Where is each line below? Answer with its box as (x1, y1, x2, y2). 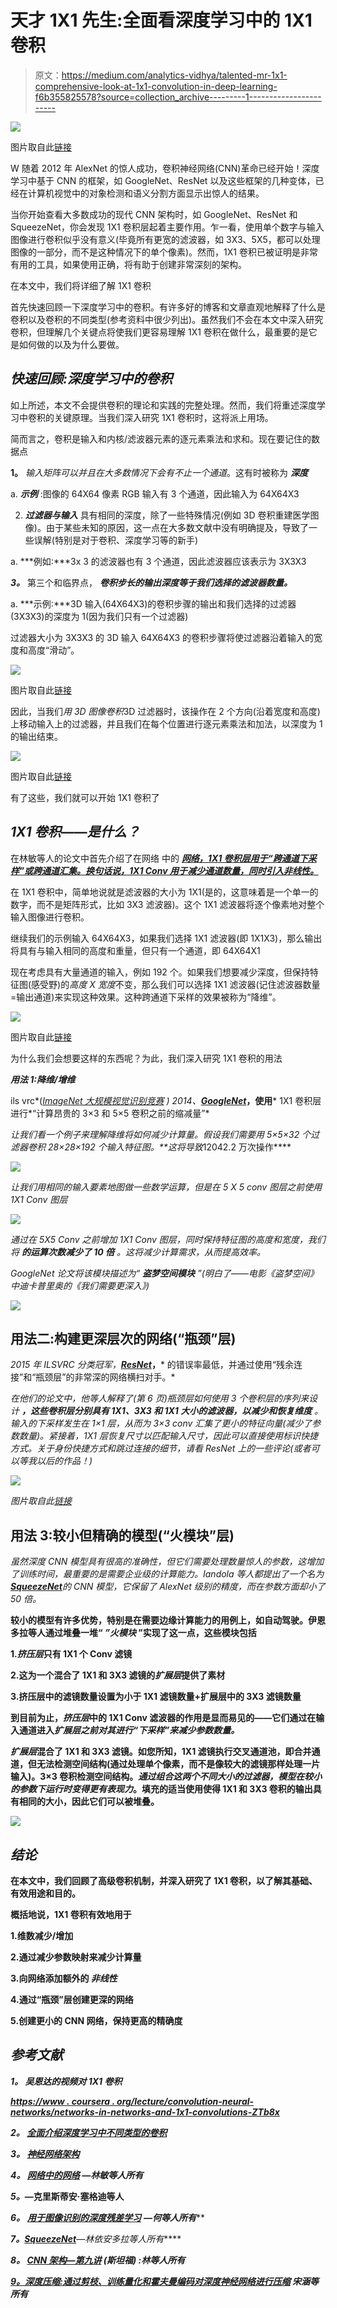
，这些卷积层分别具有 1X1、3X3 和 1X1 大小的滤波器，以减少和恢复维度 (21, 1405, 313, 1417)
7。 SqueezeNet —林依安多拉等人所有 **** (10, 2232, 182, 2245)
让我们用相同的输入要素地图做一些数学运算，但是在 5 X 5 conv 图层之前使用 (10, 1181, 323, 1193)
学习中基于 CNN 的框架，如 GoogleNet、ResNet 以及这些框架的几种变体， (10, 174, 316, 186)
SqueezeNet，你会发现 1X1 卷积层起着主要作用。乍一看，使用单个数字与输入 (10, 221, 325, 233)
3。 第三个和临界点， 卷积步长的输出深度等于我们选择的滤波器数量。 (10, 576, 293, 588)
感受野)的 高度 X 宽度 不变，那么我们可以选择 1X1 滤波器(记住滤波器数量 (31, 978, 321, 990)
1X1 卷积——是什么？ (10, 824, 140, 841)
